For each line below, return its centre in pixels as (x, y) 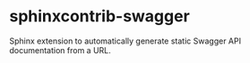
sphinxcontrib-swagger (99, 16)
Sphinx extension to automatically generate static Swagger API (125, 41)
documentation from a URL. (60, 50)
